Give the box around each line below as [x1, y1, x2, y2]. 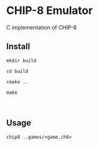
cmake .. [6, 78, 29, 85]
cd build [6, 68, 29, 74]
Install [6, 41, 30, 52]
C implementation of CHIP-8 [6, 24, 77, 31]
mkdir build [6, 57, 36, 64]
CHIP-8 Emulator [6, 4, 93, 18]
